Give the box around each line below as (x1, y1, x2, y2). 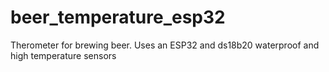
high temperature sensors (10, 49, 117, 61)
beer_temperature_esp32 (10, 6, 226, 29)
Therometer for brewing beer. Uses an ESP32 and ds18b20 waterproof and (10, 39, 320, 51)
